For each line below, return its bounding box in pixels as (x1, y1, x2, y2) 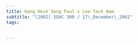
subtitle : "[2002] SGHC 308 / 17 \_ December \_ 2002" (6, 14, 133, 20)
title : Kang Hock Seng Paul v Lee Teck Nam (6, 8, 115, 15)
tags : (6, 19, 19, 25)
